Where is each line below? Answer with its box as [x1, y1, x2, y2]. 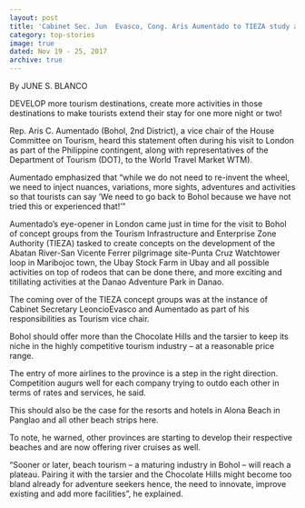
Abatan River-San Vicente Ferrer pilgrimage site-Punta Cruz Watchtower [9, 247, 280, 258]
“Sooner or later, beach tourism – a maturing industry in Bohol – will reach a [9, 460, 291, 470]
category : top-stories [9, 30, 95, 39]
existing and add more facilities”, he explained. [9, 488, 183, 499]
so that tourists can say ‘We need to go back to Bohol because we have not [9, 192, 291, 202]
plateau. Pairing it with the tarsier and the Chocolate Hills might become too [9, 469, 292, 480]
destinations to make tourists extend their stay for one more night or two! [9, 108, 282, 118]
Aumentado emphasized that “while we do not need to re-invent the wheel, [9, 172, 290, 183]
